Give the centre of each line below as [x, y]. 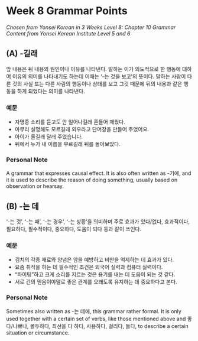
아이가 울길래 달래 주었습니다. [49, 137]
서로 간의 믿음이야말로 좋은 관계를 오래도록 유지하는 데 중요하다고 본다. [96, 282]
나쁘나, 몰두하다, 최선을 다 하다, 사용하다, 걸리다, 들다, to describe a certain [100, 326]
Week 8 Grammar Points [67, 11]
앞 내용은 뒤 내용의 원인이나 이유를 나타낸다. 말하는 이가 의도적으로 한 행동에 [94, 69]
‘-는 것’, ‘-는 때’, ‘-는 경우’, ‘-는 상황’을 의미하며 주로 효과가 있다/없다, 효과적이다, [98, 222]
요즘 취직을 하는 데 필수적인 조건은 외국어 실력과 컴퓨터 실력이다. [89, 267]
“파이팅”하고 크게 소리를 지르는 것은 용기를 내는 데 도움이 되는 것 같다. [95, 275]
